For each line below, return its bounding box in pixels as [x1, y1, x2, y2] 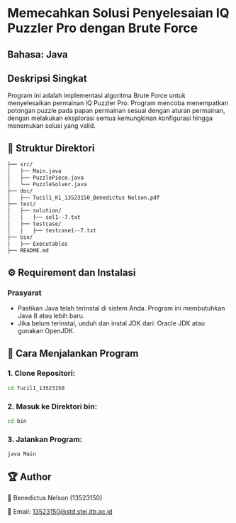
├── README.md [7, 247, 50, 254]
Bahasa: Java [7, 48, 68, 60]
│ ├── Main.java [7, 168, 62, 175]
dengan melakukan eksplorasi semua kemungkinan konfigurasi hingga [7, 114, 213, 122]
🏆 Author [7, 471, 52, 483]
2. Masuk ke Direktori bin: [7, 401, 98, 411]
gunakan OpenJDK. [17, 327, 75, 335]
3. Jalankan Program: [7, 434, 83, 444]
